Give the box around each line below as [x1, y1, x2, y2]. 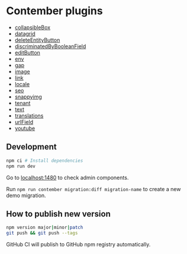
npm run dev [6, 163, 36, 169]
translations [14, 112, 44, 119]
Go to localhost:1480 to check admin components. [6, 174, 129, 181]
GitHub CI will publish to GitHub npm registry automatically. [6, 241, 151, 248]
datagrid [14, 30, 36, 37]
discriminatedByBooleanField [14, 43, 86, 50]
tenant [14, 99, 31, 106]
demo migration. [6, 192, 46, 199]
